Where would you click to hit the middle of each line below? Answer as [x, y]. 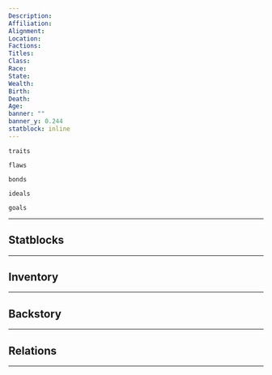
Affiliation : [30, 23]
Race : [17, 69]
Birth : [19, 91]
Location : [25, 38]
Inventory [34, 277]
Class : [19, 62]
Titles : [21, 53]
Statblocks [36, 240]
